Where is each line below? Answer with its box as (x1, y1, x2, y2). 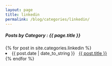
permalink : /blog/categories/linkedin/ (5, 17, 90, 22)
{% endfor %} (5, 56, 35, 62)
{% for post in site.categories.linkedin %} (5, 45, 92, 51)
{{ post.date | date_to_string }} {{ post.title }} (12, 50, 107, 56)
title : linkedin (5, 12, 40, 17)
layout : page (5, 7, 33, 13)
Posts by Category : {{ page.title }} (5, 32, 80, 38)
